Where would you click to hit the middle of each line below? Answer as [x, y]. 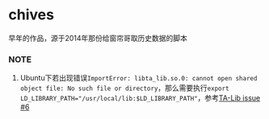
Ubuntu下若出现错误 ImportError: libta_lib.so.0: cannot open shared [139, 78]
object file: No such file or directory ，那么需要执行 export [124, 88]
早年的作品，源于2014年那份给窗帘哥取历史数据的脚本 [98, 38]
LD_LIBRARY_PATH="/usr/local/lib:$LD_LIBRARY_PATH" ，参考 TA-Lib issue [140, 98]
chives [32, 15]
